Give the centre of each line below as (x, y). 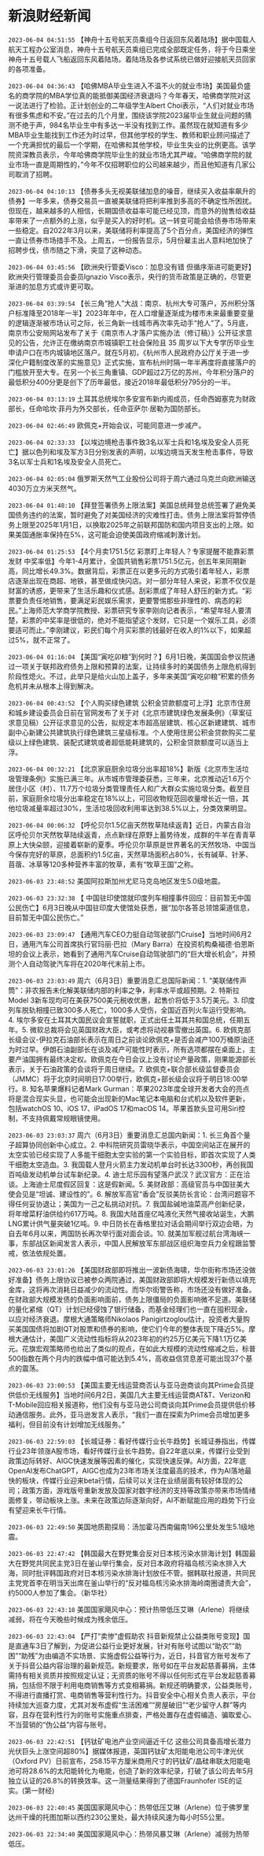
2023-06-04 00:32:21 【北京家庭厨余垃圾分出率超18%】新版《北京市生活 (125, 769)
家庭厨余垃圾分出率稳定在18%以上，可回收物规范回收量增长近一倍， (132, 798)
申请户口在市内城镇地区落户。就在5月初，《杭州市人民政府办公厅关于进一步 (129, 352)
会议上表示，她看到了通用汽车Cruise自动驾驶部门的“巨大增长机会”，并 (135, 954)
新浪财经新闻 (50, 16)
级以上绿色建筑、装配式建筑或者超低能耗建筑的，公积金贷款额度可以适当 (125, 742)
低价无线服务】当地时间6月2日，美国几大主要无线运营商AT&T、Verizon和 (133, 1395)
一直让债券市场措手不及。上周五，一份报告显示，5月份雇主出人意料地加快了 (131, 240)
